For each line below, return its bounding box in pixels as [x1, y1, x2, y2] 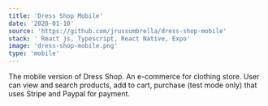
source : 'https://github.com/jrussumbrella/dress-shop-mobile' [8, 27, 227, 35]
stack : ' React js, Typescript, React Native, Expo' [8, 34, 191, 43]
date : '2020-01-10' [8, 19, 75, 28]
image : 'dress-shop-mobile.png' [8, 42, 118, 50]
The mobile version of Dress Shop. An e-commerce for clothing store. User [8, 72, 260, 81]
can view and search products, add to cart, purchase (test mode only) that [8, 80, 257, 90]
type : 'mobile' [8, 49, 60, 57]
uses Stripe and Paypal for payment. [8, 89, 131, 98]
